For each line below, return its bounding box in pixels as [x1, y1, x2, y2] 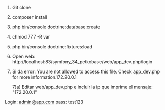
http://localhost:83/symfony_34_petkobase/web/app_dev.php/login [12, 59, 153, 65]
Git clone [12, 5, 31, 10]
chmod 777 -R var [12, 34, 50, 40]
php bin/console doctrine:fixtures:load [12, 44, 92, 50]
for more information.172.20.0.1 [12, 74, 77, 80]
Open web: [12, 53, 36, 59]
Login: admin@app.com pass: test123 [5, 99, 83, 105]
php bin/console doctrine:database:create [12, 24, 101, 30]
